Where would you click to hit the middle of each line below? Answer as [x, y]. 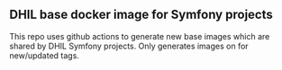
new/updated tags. [44, 55]
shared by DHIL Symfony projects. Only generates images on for [129, 46]
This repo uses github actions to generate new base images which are [140, 36]
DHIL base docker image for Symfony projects [141, 15]
